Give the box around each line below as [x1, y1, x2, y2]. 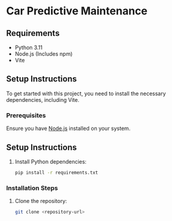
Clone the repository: [14, 198, 67, 205]
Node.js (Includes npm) [14, 50, 73, 57]
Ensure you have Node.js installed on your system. [6, 125, 131, 132]
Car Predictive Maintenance [6, 4, 148, 18]
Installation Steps [6, 184, 59, 192]
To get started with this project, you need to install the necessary [6, 90, 166, 97]
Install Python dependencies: [14, 158, 87, 165]
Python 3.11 [14, 44, 43, 51]
